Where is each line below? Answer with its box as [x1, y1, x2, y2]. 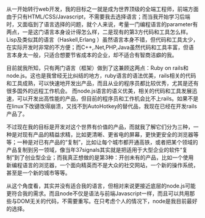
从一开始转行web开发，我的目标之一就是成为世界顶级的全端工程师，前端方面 [6, 6, 199, 12]
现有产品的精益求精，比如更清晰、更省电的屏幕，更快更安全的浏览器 [22, 131, 193, 138]
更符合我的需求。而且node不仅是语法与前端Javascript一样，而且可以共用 [6, 190, 190, 197]
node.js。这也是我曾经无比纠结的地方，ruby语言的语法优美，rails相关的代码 [6, 72, 196, 79]
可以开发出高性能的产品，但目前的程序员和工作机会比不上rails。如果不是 [16, 95, 199, 102]
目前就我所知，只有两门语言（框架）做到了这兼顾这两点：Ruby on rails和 [6, 64, 189, 72]
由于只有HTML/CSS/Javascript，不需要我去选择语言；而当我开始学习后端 [6, 13, 191, 20]
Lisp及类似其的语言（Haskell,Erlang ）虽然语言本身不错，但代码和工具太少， [6, 36, 199, 43]
